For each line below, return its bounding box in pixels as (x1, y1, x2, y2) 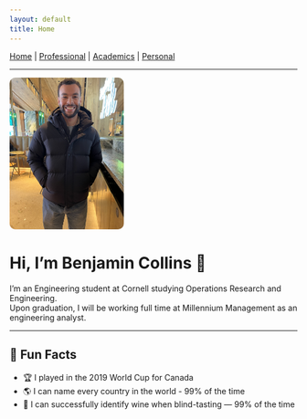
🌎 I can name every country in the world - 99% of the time (22, 385, 245, 396)
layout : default (9, 15, 71, 24)
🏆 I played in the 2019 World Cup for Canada (22, 372, 194, 382)
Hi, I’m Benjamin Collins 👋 (9, 253, 207, 274)
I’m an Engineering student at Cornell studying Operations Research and (9, 283, 281, 294)
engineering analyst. (9, 312, 87, 323)
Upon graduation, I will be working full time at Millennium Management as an (9, 302, 298, 314)
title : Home (9, 24, 55, 34)
